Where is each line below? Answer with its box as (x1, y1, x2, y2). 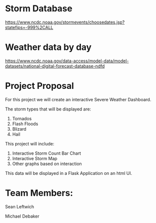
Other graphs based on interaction (12, 161, 82, 167)
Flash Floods (12, 121, 38, 127)
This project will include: (5, 140, 54, 146)
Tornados (12, 115, 32, 121)
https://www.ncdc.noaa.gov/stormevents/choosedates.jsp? (5, 19, 125, 25)
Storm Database (5, 3, 73, 14)
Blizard (12, 126, 26, 132)
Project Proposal (5, 81, 75, 91)
